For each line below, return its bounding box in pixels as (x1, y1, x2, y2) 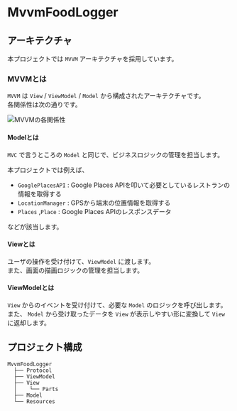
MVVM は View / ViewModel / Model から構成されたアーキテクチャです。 (7, 92, 205, 100)
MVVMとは (7, 74, 47, 84)
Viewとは (7, 240, 35, 249)
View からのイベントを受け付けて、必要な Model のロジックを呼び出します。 (7, 300, 227, 309)
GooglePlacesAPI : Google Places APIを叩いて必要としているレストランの (17, 181, 231, 189)
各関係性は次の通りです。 (7, 100, 82, 109)
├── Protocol (13, 367, 53, 374)
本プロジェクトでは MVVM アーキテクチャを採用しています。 (7, 55, 178, 63)
